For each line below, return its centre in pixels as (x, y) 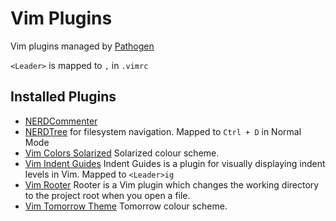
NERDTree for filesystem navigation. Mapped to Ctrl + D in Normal (163, 131)
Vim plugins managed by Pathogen (82, 46)
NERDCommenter (61, 121)
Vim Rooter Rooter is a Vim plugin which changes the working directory (172, 184)
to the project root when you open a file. (107, 195)
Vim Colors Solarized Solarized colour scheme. (122, 153)
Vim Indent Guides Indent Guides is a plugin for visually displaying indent (175, 163)
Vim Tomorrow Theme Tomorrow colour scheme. (126, 206)
